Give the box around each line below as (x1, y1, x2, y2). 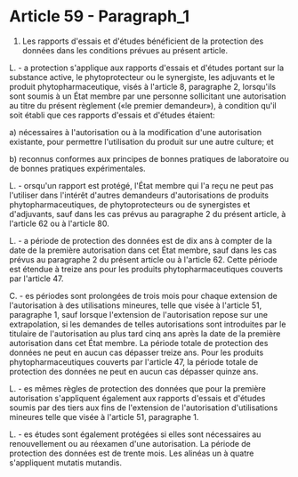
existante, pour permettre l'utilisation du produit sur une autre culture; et (9, 136, 274, 147)
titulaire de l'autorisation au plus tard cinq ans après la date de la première (9, 327, 281, 339)
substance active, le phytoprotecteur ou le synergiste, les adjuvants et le (9, 71, 276, 82)
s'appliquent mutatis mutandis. (9, 457, 123, 468)
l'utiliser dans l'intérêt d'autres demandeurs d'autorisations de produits (9, 190, 270, 200)
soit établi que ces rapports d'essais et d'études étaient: (9, 109, 215, 120)
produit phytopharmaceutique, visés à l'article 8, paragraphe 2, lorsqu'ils (9, 81, 277, 92)
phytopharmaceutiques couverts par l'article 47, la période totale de (9, 356, 259, 367)
